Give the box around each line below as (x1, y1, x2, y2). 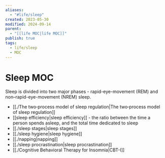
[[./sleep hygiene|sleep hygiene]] (12, 131, 82, 137)
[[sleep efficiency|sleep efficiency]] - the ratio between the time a (12, 115, 151, 121)
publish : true (5, 36, 36, 41)
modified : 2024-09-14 (5, 21, 51, 27)
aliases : (5, 7, 24, 13)
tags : (5, 41, 17, 46)
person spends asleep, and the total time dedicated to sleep (12, 120, 139, 126)
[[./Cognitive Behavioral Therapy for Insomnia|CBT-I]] (12, 147, 125, 153)
